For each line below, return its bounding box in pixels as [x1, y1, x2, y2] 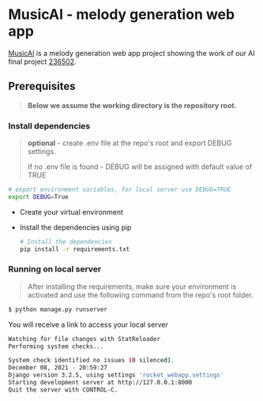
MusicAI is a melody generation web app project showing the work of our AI [8, 48, 255, 58]
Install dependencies [8, 120, 91, 131]
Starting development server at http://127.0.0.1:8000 [8, 379, 193, 387]
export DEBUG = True [8, 193, 69, 200]
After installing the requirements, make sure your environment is [27, 282, 237, 291]
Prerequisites [8, 80, 76, 93]
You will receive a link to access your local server [8, 320, 168, 329]
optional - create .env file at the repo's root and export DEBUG [27, 138, 232, 148]
